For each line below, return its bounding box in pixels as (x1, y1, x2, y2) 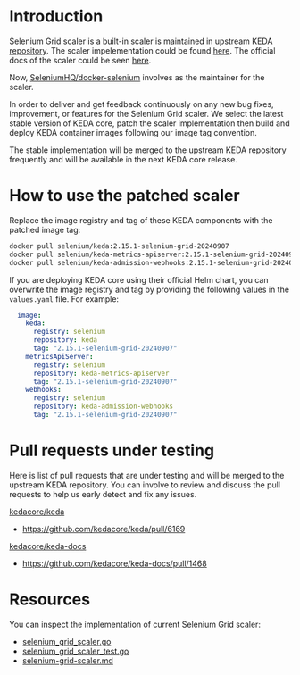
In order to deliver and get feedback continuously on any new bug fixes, (9, 98, 274, 109)
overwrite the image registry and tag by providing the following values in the (9, 284, 290, 295)
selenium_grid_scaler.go (21, 636, 112, 646)
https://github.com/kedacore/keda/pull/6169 (21, 523, 186, 534)
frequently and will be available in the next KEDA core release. (9, 154, 238, 164)
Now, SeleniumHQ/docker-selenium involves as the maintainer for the (9, 71, 265, 82)
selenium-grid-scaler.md (21, 654, 114, 666)
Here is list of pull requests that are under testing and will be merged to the (9, 470, 285, 480)
